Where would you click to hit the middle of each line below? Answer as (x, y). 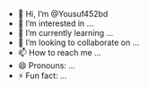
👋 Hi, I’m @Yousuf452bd (63, 14)
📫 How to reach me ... (59, 53)
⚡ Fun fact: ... (42, 75)
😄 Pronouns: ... (47, 66)
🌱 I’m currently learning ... (65, 33)
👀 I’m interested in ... (56, 23)
